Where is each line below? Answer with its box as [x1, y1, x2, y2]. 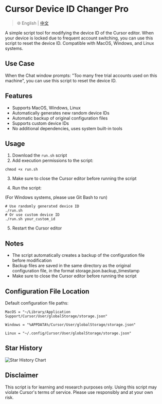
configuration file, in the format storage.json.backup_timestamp [12, 268, 140, 274]
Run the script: [12, 185, 42, 191]
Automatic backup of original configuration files [12, 115, 108, 121]
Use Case [5, 59, 35, 68]
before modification [12, 257, 52, 264]
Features [5, 92, 33, 100]
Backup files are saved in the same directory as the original [12, 263, 131, 269]
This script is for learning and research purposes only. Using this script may [5, 384, 157, 390]
